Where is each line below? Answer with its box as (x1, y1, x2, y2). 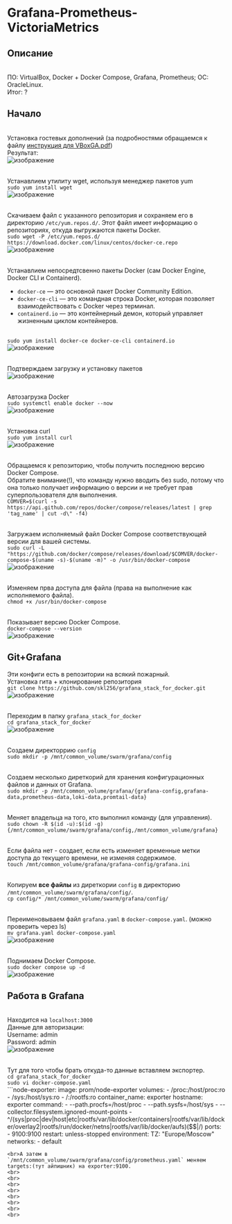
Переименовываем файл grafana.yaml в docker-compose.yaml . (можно (7, 915, 212, 923)
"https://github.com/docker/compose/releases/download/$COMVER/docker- (7, 550, 218, 557)
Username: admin (7, 1030, 58, 1039)
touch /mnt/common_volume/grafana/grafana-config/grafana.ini (7, 861, 190, 868)
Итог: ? (7, 88, 28, 96)
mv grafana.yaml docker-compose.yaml (7, 929, 116, 936)
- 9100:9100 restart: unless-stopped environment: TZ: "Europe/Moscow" (7, 1130, 215, 1139)
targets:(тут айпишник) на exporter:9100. (7, 1163, 132, 1170)
